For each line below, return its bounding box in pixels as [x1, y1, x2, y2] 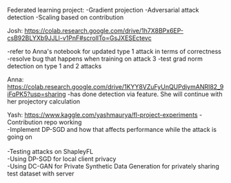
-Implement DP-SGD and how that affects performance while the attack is [7, 126, 217, 133]
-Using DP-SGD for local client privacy [7, 155, 117, 163]
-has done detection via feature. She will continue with [68, 90, 223, 98]
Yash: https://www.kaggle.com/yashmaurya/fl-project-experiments [7, 110, 198, 119]
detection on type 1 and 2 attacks [7, 62, 102, 70]
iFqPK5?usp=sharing [7, 90, 67, 98]
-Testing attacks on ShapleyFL [7, 148, 94, 155]
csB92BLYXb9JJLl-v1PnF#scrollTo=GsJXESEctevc [7, 34, 152, 42]
